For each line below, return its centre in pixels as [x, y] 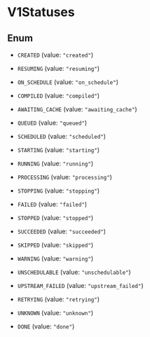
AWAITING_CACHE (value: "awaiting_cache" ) [77, 109]
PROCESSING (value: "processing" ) [64, 177]
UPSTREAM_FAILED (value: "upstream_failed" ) [80, 286]
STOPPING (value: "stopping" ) [59, 191]
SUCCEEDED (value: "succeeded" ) [62, 231]
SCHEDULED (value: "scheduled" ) [62, 136]
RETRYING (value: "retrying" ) [59, 299]
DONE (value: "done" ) [46, 326]
